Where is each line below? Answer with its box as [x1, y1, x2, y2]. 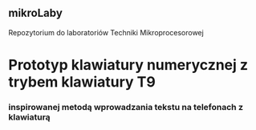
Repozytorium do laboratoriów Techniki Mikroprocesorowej [8, 27, 205, 37]
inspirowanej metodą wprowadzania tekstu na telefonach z [8, 101, 243, 112]
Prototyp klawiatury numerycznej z [8, 56, 249, 74]
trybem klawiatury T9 [8, 73, 156, 91]
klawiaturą [8, 112, 51, 123]
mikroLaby [8, 6, 63, 20]
